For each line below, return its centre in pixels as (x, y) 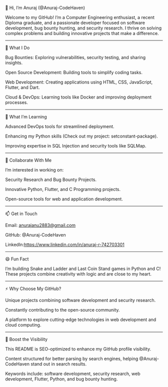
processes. (17, 102)
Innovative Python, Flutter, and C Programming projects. (63, 189)
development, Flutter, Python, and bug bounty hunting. (61, 379)
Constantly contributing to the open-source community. (62, 310)
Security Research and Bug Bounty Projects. (51, 179)
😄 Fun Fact (17, 259)
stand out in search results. (58, 364)
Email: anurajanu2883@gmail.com (40, 225)
